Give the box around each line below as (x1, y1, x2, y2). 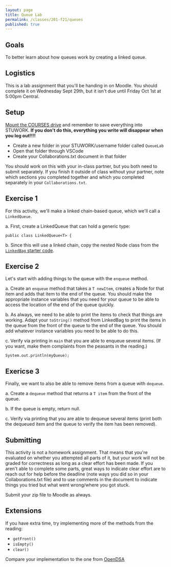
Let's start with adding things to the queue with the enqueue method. (5, 276, 149, 282)
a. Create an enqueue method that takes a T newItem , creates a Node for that (5, 285, 164, 291)
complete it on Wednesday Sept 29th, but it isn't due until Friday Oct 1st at (5, 88, 161, 94)
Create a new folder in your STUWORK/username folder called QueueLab (12, 142, 164, 149)
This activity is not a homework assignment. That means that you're (5, 449, 148, 455)
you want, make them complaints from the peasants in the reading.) (5, 343, 148, 350)
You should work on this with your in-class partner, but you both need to (5, 163, 158, 169)
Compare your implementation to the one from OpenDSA (5, 556, 125, 562)
